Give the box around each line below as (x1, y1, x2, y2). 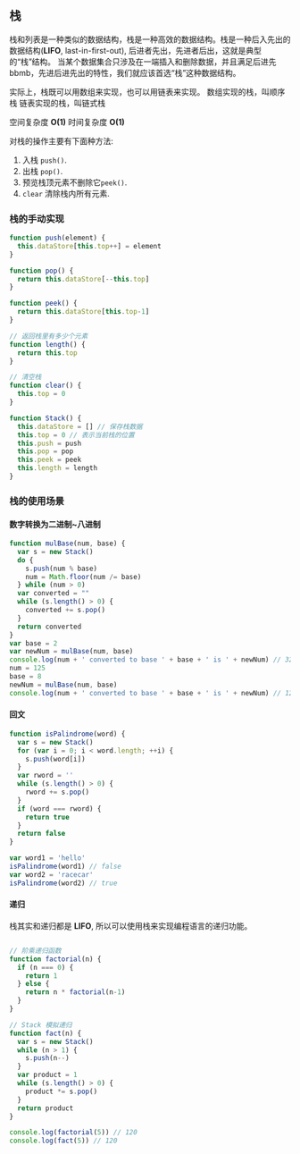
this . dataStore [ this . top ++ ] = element (17, 241, 162, 250)
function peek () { (9, 299, 78, 308)
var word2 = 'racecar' (9, 870, 94, 879)
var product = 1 (17, 1071, 78, 1080)
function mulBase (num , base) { (9, 539, 126, 548)
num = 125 (9, 664, 46, 673)
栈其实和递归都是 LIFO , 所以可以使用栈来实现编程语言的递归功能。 (9, 920, 253, 931)
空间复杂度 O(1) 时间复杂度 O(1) (9, 116, 125, 127)
